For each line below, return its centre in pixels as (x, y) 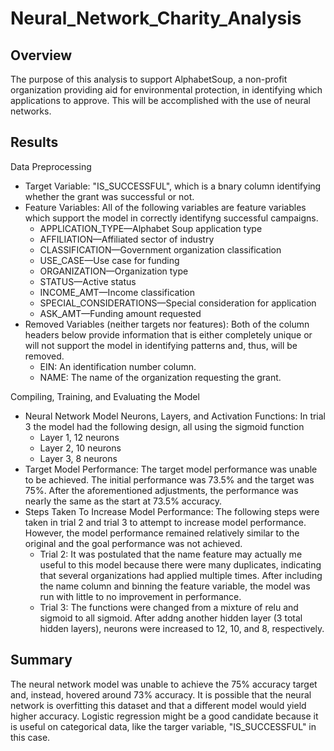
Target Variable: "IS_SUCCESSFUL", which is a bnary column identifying (173, 186)
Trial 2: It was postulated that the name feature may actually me (171, 554)
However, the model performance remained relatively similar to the (162, 533)
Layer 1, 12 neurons (79, 437)
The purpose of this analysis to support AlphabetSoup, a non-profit (149, 79)
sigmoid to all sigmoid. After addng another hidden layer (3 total (171, 618)
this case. (30, 737)
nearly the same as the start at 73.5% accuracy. (123, 501)
